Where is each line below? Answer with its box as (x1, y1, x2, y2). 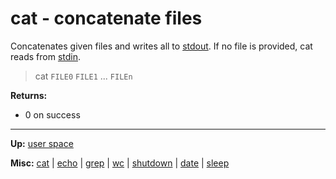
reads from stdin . (10, 50, 82, 62)
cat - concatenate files (10, 7, 203, 30)
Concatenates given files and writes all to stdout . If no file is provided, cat (10, 40, 313, 52)
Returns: (10, 89, 48, 101)
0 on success (24, 108, 81, 121)
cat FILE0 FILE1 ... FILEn (34, 70, 133, 82)
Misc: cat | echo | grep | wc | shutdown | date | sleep (10, 157, 230, 169)
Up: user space (10, 137, 74, 149)
